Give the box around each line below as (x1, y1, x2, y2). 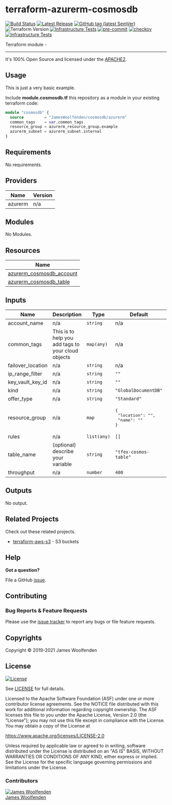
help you (52, 334, 73, 341)
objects (52, 354, 71, 361)
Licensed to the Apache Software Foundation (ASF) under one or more (5, 695, 155, 701)
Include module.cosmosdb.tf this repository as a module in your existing (5, 94, 160, 100)
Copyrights (5, 633, 42, 642)
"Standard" (115, 396, 142, 402)
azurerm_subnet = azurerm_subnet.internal (10, 129, 102, 134)
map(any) (86, 341, 108, 347)
